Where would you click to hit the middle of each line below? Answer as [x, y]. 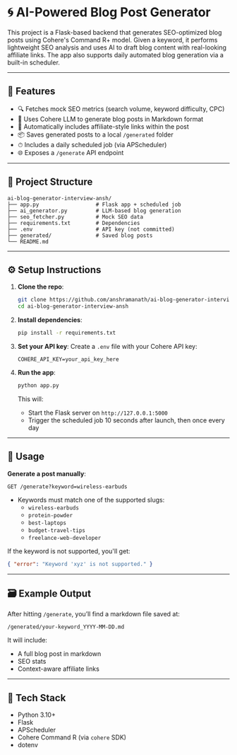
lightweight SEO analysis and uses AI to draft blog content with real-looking [117, 47]
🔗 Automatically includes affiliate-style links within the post [103, 126]
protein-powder [50, 515]
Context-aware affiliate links [59, 669]
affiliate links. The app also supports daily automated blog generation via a [116, 54]
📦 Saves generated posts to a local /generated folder [96, 134]
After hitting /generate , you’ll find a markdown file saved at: [93, 614]
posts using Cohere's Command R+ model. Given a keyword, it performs [113, 40]
